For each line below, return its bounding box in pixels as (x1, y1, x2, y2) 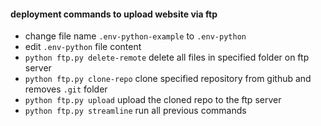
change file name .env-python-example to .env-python (24, 30, 247, 42)
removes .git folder (24, 83, 108, 95)
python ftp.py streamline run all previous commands (24, 105, 247, 117)
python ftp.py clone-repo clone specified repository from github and (24, 73, 312, 85)
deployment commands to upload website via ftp (10, 8, 218, 20)
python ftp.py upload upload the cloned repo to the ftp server (24, 94, 282, 106)
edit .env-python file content (24, 41, 142, 53)
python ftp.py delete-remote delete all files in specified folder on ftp (24, 51, 310, 64)
